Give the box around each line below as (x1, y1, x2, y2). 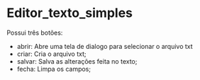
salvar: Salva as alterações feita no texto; (16, 57, 138, 65)
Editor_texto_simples (6, 5, 133, 21)
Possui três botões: (6, 28, 63, 37)
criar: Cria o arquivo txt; (16, 50, 87, 58)
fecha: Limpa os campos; (16, 64, 91, 73)
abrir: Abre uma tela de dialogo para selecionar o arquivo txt (16, 42, 193, 50)
